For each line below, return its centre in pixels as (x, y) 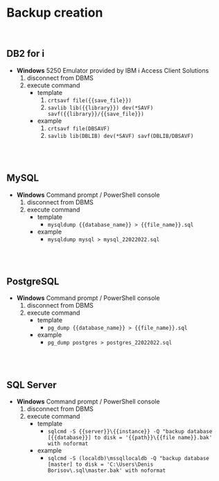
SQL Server (32, 385)
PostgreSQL (33, 281)
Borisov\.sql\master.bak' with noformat (107, 471)
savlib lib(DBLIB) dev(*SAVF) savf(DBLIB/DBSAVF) (121, 136)
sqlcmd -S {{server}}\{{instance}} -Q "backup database (130, 432)
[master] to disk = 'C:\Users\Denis (100, 465)
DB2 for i (26, 54)
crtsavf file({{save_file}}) (90, 100)
